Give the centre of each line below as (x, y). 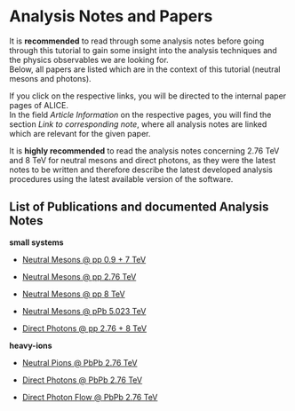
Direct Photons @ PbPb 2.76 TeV (82, 380)
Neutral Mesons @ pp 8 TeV (74, 294)
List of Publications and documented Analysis (139, 207)
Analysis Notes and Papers (111, 16)
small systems (36, 242)
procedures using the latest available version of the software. (121, 178)
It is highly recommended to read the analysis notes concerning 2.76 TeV (144, 150)
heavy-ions (31, 345)
